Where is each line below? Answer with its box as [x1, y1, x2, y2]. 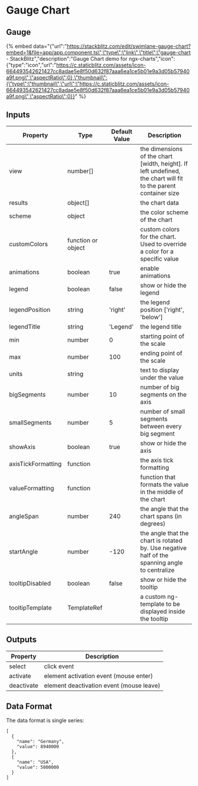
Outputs [6, 635, 37, 645]
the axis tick [140, 456, 174, 464]
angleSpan [9, 512, 39, 520]
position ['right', [140, 305, 184, 313]
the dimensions [140, 145, 183, 153]
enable [140, 264, 159, 272]
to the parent [140, 181, 176, 189]
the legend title [140, 322, 181, 330]
